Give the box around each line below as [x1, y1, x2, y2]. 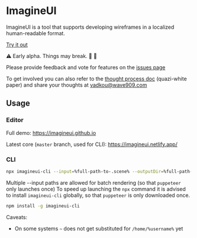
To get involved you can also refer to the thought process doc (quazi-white [6, 75, 187, 82]
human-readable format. [6, 29, 66, 36]
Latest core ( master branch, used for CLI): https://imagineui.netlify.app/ [6, 141, 178, 148]
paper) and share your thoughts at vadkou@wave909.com [6, 81, 148, 89]
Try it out [6, 41, 28, 48]
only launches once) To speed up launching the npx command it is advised [6, 185, 186, 192]
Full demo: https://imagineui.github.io [6, 129, 96, 136]
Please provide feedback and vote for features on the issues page [6, 63, 166, 71]
